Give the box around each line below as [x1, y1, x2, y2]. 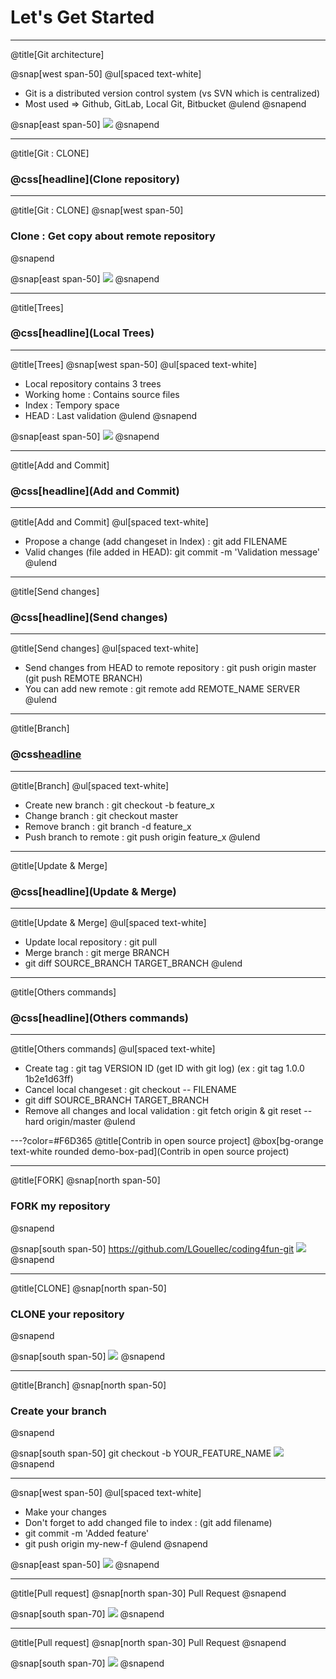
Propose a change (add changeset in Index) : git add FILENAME [24, 536, 288, 548]
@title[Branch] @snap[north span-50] [10, 1379, 167, 1391]
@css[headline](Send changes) [10, 611, 168, 625]
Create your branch [10, 1404, 107, 1418]
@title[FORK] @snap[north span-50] [10, 1174, 161, 1186]
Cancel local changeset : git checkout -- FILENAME [24, 1084, 237, 1096]
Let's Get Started [10, 6, 155, 29]
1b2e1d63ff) [24, 1073, 74, 1085]
